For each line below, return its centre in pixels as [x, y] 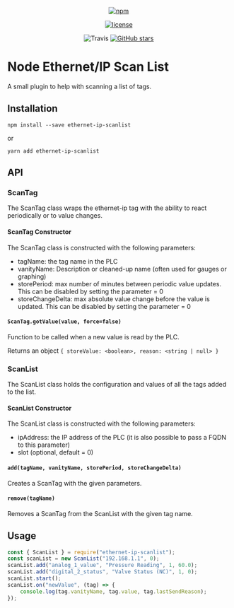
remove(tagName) [31, 498]
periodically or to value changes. [55, 216]
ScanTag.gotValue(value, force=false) [64, 322]
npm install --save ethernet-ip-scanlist [69, 125]
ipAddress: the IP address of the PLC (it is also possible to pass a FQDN [122, 438]
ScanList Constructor [40, 408]
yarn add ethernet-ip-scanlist [53, 151]
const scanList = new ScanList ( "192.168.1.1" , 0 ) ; [83, 559]
